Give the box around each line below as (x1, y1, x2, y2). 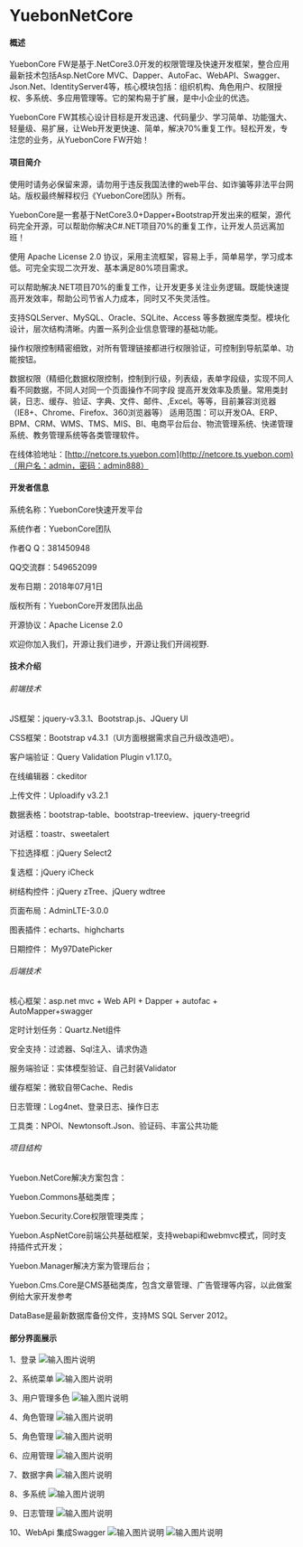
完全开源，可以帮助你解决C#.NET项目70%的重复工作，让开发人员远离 (16, 220, 277, 231)
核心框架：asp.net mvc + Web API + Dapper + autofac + (9, 995, 218, 1006)
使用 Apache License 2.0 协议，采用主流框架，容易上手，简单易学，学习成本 (9, 250, 293, 262)
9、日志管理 (9, 1508, 54, 1519)
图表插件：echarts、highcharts (9, 924, 124, 935)
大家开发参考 (24, 1291, 73, 1301)
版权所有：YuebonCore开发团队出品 (9, 600, 143, 611)
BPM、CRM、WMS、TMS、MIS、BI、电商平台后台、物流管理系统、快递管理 (9, 417, 294, 429)
